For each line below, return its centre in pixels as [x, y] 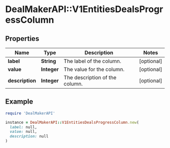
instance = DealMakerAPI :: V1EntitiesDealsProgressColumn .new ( [72, 122]
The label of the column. [92, 61]
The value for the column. [94, 69]
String [49, 61]
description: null [29, 136]
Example [19, 102]
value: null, [24, 132]
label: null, [24, 127]
